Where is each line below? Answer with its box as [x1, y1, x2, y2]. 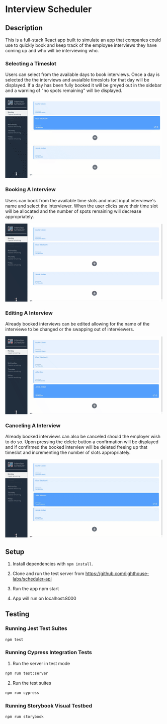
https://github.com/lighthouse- [85, 571, 149, 577]
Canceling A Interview [5, 422, 61, 429]
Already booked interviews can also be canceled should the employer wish [5, 434, 161, 440]
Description [5, 24, 43, 32]
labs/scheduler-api [12, 576, 52, 582]
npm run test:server [5, 671, 49, 676]
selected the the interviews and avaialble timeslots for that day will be [5, 77, 149, 83]
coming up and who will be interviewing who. [5, 48, 99, 53]
